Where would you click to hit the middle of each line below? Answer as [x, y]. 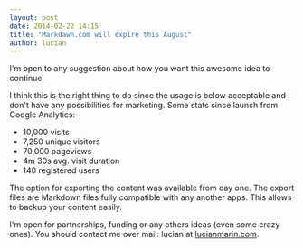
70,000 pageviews [57, 152]
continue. [27, 78]
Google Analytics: [43, 115]
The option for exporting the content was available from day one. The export [152, 188]
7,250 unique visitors [62, 142]
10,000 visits [46, 133]
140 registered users [61, 170]
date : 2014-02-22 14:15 [54, 26]
